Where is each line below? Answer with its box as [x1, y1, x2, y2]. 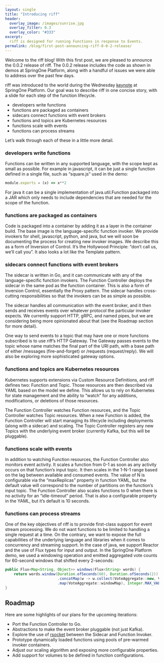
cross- [143, 288, 157, 294]
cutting [5, 293, 20, 299]
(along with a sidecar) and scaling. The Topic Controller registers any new [5, 422, 154, 428]
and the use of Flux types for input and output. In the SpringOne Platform [5, 547, 152, 553]
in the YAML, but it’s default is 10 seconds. [5, 498, 90, 504]
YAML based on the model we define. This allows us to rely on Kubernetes [5, 387, 155, 393]
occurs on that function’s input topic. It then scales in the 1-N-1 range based [5, 466, 158, 472]
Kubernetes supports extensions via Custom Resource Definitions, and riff [5, 377, 154, 383]
